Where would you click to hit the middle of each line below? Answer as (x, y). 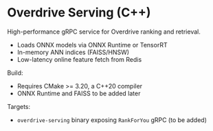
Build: (15, 73)
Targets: (19, 106)
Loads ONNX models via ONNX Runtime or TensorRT (92, 45)
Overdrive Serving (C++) (79, 13)
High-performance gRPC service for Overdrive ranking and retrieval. (104, 32)
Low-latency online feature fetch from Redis (79, 59)
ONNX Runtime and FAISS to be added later (79, 93)
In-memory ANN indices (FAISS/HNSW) (73, 52)
